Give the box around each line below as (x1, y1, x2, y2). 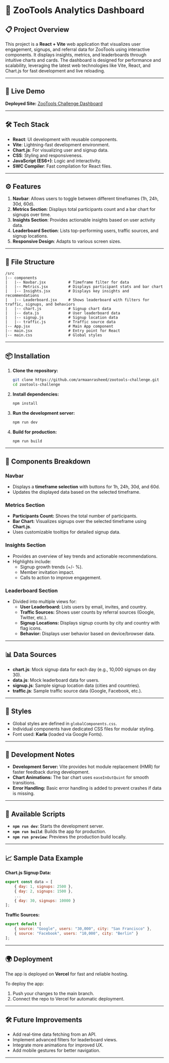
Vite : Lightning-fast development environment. (12, 141, 110, 147)
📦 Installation (5, 352, 50, 360)
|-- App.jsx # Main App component (5, 324, 114, 329)
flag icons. (20, 625, 42, 631)
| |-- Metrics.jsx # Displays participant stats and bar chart (5, 284, 163, 289)
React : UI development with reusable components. (12, 136, 118, 142)
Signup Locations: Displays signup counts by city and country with (20, 620, 160, 626)
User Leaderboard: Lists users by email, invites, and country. (20, 604, 147, 610)
